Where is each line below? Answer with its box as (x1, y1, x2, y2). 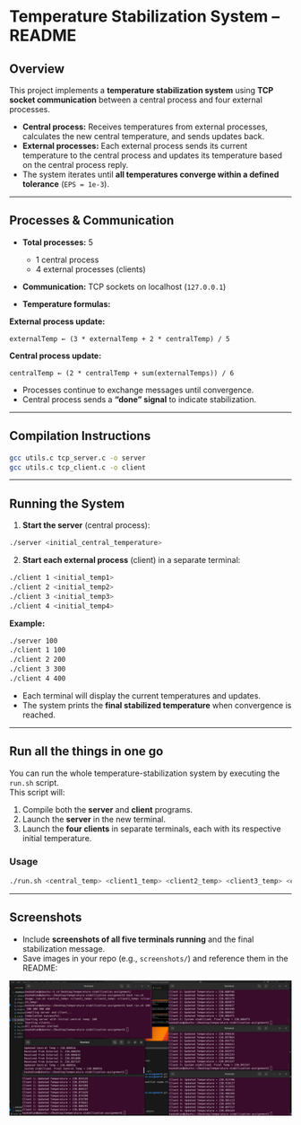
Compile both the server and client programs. (21, 804, 193, 814)
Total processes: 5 (21, 236, 94, 248)
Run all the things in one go (9, 743, 164, 760)
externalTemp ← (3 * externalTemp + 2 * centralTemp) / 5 (9, 334, 230, 343)
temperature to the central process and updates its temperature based (21, 150, 283, 161)
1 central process (35, 254, 99, 265)
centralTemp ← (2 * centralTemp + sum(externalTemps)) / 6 (9, 368, 235, 378)
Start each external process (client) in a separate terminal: (21, 555, 241, 566)
